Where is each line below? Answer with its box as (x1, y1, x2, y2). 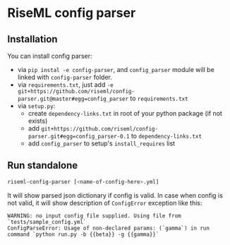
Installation (7, 33, 58, 45)
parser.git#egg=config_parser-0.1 (28, 133, 130, 140)
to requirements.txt (130, 94, 188, 102)
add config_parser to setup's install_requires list (28, 139, 175, 148)
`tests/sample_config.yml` (7, 218, 87, 225)
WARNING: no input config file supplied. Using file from (7, 212, 181, 220)
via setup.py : (17, 102, 56, 110)
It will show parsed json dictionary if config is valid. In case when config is (7, 191, 224, 199)
